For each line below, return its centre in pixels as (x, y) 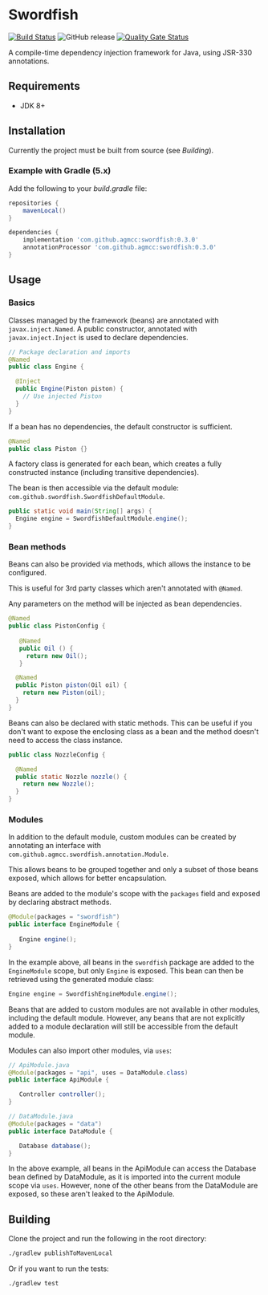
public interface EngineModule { (64, 924)
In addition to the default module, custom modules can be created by (122, 837)
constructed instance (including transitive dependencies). (104, 473)
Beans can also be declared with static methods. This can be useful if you (130, 723)
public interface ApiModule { (59, 1080)
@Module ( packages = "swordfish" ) (64, 917)
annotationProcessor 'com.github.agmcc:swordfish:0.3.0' (120, 248)
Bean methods (37, 546)
